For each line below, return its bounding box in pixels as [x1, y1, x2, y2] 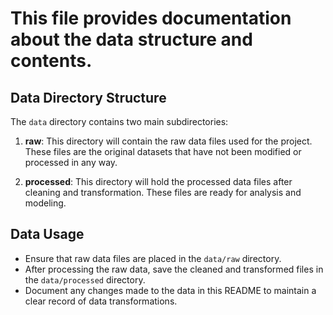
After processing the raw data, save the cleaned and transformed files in [24, 263, 324, 275]
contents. [10, 50, 93, 72]
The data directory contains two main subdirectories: [10, 116, 229, 127]
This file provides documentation [10, 7, 292, 30]
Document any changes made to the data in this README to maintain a [24, 284, 317, 296]
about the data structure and [10, 28, 253, 51]
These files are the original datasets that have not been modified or [24, 146, 302, 157]
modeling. [24, 197, 67, 209]
